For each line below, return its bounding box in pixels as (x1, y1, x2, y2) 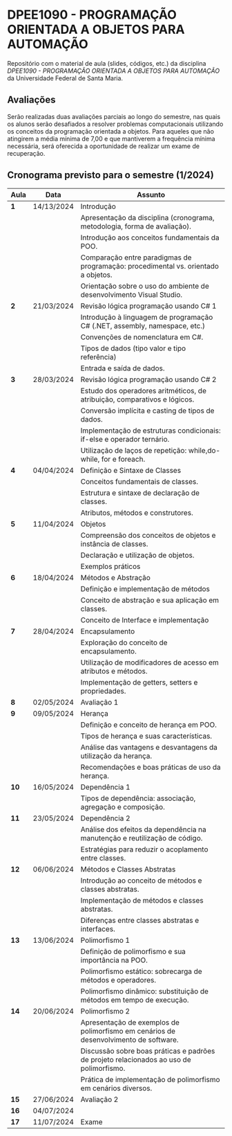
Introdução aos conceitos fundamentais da (80, 233, 220, 242)
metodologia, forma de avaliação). (80, 222, 192, 231)
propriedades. (80, 686, 126, 696)
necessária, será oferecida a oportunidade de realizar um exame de (7, 142, 200, 150)
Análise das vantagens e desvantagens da (80, 742, 217, 752)
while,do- (188, 445, 221, 455)
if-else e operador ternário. (80, 434, 170, 444)
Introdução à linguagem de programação (80, 312, 213, 322)
